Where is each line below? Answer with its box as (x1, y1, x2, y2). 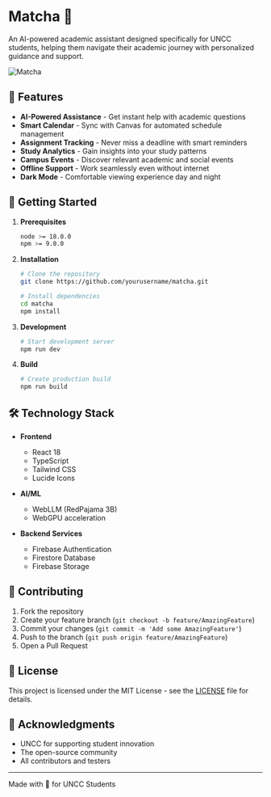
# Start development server (19, 337, 115, 346)
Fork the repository (19, 606, 85, 616)
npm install (19, 307, 60, 315)
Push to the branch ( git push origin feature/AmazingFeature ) (19, 632, 228, 642)
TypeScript (31, 456, 69, 466)
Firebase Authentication (31, 545, 112, 554)
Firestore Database (31, 553, 96, 563)
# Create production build (19, 375, 111, 383)
